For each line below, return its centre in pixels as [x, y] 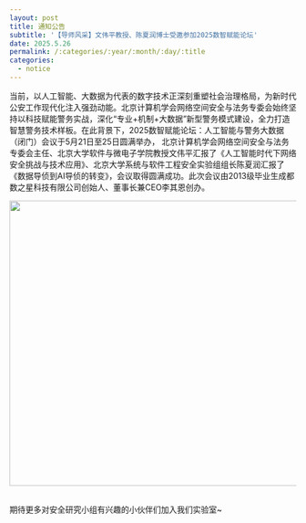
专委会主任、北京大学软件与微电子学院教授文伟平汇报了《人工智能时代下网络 [153, 152]
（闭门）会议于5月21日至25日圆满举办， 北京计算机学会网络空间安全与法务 [149, 141]
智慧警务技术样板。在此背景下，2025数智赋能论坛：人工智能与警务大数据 [147, 130]
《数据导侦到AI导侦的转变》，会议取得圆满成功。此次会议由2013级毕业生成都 [152, 175]
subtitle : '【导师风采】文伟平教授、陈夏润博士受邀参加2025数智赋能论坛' [133, 35]
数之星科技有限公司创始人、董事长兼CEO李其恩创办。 [110, 187]
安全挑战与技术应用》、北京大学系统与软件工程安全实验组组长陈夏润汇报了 [147, 164]
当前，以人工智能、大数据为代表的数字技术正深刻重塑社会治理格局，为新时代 [153, 96]
